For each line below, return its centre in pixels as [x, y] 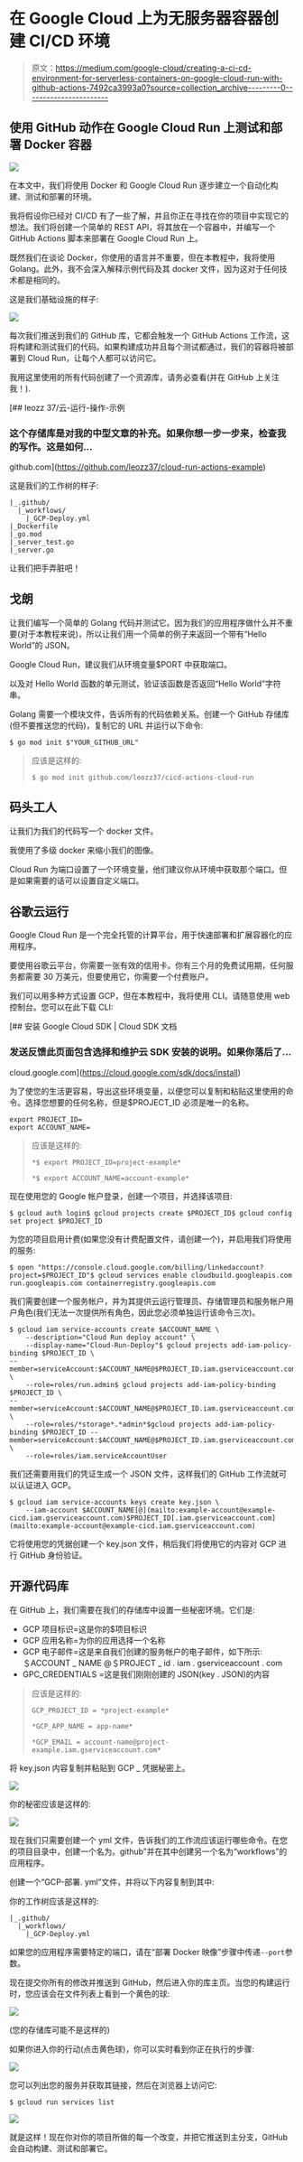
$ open [22, 1267]
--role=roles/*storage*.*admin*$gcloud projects [119, 1424]
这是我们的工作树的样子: [54, 486]
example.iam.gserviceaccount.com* [96, 1750]
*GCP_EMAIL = [56, 1742]
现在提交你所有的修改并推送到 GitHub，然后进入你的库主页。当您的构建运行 [150, 1982]
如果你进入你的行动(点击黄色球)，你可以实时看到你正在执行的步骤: [132, 2049]
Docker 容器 [58, 145]
